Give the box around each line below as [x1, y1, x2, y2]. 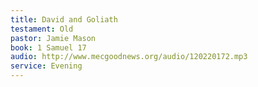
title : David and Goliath [10, 14, 118, 25]
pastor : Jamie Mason [10, 33, 97, 43]
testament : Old [10, 24, 74, 34]
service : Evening [10, 61, 83, 71]
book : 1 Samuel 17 [10, 42, 87, 53]
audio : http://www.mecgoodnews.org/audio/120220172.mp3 [10, 52, 248, 62]
